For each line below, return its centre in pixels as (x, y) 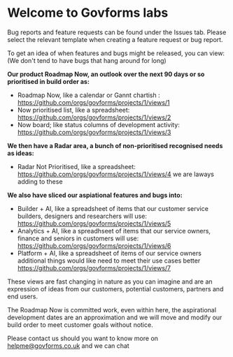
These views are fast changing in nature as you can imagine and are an (110, 282)
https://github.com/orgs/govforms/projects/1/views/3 (94, 132)
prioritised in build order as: (48, 81)
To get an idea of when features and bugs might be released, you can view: (116, 53)
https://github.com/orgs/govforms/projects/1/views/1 (93, 102)
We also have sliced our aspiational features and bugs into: (95, 195)
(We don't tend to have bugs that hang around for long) (87, 60)
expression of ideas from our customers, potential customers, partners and (115, 289)
